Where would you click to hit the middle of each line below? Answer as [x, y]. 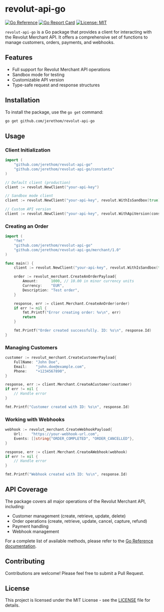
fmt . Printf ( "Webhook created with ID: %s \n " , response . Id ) [66, 474]
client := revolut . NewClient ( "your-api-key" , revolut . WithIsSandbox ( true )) [84, 200]
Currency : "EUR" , [43, 286]
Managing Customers [31, 347]
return [29, 317]
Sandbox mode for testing [38, 75]
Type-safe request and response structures [56, 85]
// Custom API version [28, 209]
